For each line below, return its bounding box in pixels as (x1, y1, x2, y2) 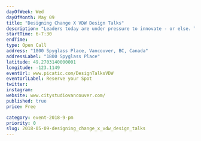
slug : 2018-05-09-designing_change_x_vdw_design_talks (6, 125, 146, 132)
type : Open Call (6, 43, 47, 49)
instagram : (6, 87, 33, 93)
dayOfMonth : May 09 (6, 14, 55, 20)
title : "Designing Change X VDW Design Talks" (6, 20, 124, 26)
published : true (6, 98, 47, 104)
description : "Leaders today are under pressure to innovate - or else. (6, 25, 191, 32)
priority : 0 (6, 120, 36, 126)
